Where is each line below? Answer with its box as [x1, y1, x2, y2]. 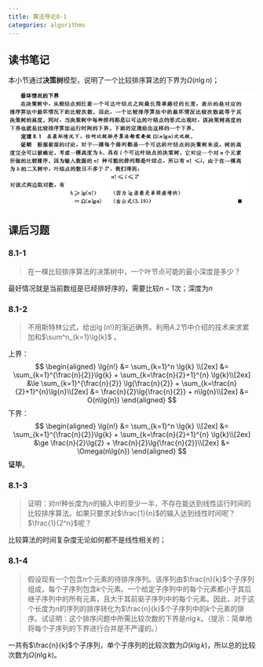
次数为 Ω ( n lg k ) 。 [8, 650, 61, 659]
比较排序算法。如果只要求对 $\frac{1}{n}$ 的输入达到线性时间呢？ [27, 509, 236, 518]
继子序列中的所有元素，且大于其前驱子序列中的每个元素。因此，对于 [27, 594, 248, 603]
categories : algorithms [8, 20, 86, 29]
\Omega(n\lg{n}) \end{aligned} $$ [77, 446, 187, 456]
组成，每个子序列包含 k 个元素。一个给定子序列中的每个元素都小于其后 [27, 584, 252, 594]
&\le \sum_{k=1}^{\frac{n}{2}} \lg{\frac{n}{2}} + [26, 378, 181, 387]
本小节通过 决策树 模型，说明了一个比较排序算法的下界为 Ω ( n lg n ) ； [8, 76, 220, 85]
